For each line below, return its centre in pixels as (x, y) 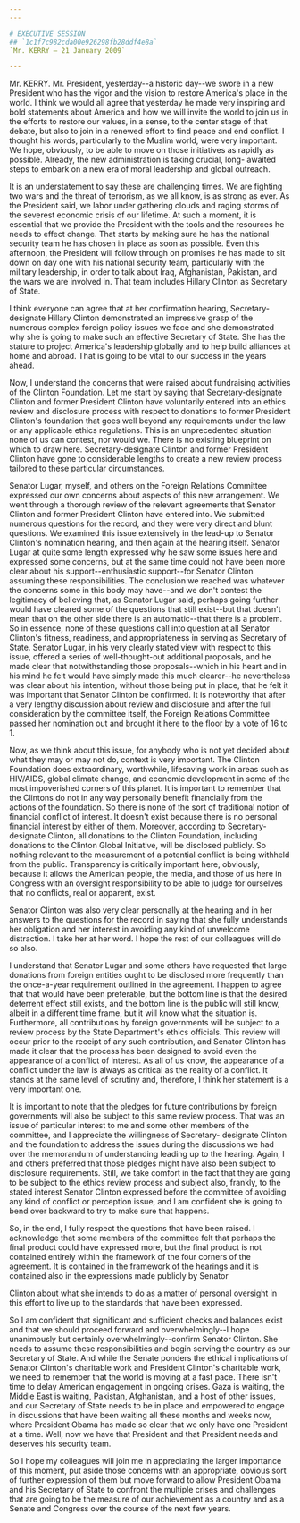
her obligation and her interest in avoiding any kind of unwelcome (129, 929)
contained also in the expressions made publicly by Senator (119, 1276)
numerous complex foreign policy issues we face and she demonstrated (142, 328)
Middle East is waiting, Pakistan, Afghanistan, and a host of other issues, (143, 1396)
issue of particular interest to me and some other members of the (129, 1126)
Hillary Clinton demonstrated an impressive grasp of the (150, 318)
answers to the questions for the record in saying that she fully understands (149, 920)
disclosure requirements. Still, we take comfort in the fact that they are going (150, 1173)
